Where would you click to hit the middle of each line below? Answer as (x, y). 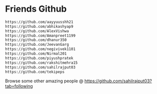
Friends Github (36, 9)
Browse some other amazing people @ (44, 81)
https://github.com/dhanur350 (36, 40)
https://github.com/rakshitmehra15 (41, 63)
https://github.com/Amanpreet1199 (40, 36)
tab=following (19, 86)
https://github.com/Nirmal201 (36, 54)
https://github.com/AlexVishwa (37, 31)
